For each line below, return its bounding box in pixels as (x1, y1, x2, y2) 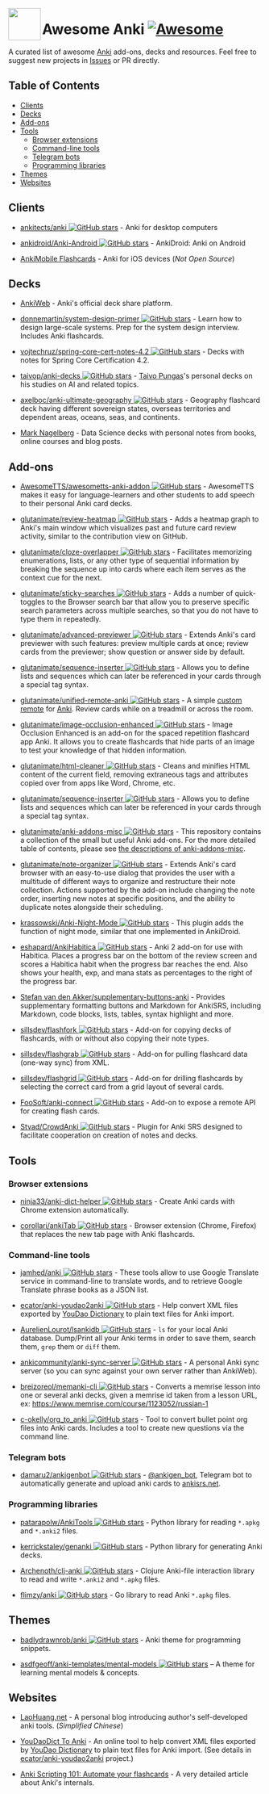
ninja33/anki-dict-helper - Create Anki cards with (19, 1196, 235, 1206)
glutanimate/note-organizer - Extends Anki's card (19, 860, 236, 870)
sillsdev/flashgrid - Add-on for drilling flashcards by (19, 1074, 243, 1084)
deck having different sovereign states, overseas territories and (19, 404, 231, 413)
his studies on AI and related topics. (19, 379, 139, 389)
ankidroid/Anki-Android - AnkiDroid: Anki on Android (19, 238, 246, 248)
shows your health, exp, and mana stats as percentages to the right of (19, 968, 253, 978)
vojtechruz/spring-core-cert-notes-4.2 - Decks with (19, 347, 245, 357)
